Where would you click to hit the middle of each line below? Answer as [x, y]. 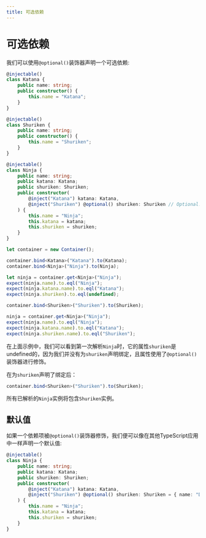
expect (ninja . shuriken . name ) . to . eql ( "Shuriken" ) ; [71, 334]
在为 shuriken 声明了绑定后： [42, 374]
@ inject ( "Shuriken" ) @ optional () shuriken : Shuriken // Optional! [115, 204]
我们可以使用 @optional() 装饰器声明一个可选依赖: [68, 63]
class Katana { [26, 80]
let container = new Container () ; [51, 250]
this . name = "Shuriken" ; [60, 142]
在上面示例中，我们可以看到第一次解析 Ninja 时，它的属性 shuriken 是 [91, 346]
